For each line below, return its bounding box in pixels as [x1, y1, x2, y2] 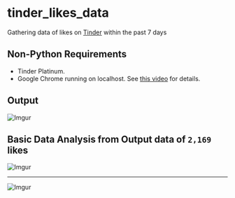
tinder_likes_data [7, 5, 110, 21]
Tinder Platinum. [17, 66, 65, 75]
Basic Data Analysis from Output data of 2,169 [7, 133, 212, 145]
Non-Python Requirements [7, 48, 127, 60]
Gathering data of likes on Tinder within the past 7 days [7, 28, 167, 36]
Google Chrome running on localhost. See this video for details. [17, 74, 201, 83]
